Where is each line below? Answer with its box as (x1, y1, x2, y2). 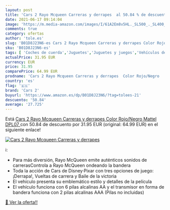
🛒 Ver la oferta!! (5, 199, 38, 205)
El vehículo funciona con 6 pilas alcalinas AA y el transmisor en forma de (12, 184, 164, 190)
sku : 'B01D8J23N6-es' (5, 45, 51, 50)
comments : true (5, 26, 37, 32)
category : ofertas (5, 31, 44, 36)
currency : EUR (5, 59, 35, 65)
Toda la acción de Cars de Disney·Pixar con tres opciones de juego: (12, 168, 154, 174)
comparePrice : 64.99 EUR (5, 69, 58, 74)
